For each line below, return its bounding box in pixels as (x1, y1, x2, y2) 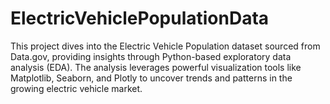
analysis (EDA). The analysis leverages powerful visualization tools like (10, 61, 302, 73)
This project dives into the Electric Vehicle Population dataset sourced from (10, 40, 321, 52)
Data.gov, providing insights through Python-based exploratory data (10, 50, 292, 62)
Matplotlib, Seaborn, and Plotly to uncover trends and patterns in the (10, 72, 293, 84)
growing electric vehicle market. (10, 82, 143, 94)
